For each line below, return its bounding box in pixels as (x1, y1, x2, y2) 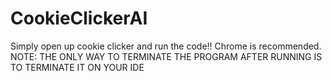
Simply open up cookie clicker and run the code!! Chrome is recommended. (10, 40, 322, 52)
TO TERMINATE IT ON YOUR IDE (10, 61, 145, 73)
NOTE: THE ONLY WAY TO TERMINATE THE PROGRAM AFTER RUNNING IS (10, 50, 323, 62)
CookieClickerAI (10, 7, 148, 30)
